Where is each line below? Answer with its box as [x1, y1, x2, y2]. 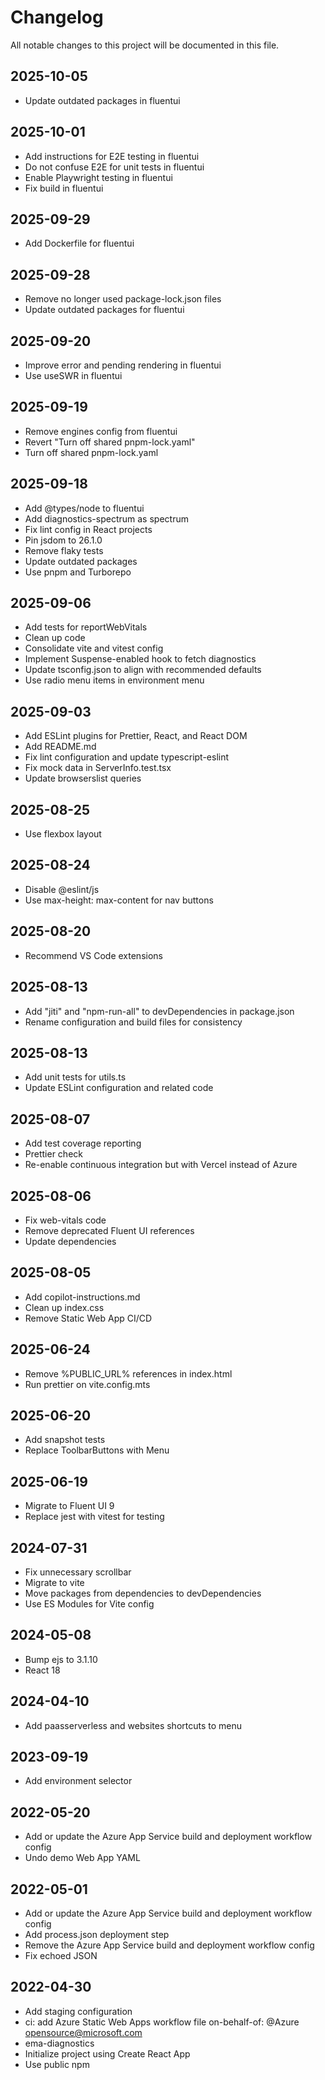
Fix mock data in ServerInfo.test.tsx [24, 762, 172, 774]
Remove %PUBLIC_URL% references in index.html [24, 1367, 233, 1380]
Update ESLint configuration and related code [24, 1082, 214, 1094]
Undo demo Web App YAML [24, 1852, 141, 1864]
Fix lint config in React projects [24, 523, 153, 535]
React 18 [24, 1664, 61, 1676]
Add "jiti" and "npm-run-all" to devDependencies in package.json [24, 1005, 295, 1017]
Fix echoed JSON [24, 1950, 98, 1962]
